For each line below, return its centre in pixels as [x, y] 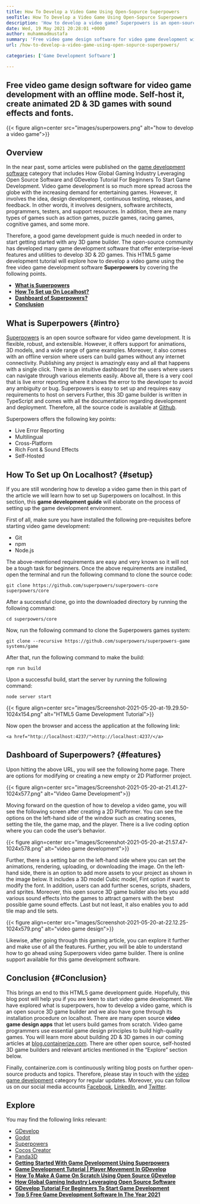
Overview [25, 153]
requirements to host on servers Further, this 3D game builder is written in [97, 395]
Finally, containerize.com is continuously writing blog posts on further [92, 1067]
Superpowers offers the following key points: [61, 419]
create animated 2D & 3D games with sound [89, 104]
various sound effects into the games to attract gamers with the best [90, 898]
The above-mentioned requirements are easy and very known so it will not [97, 562]
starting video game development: [48, 526]
